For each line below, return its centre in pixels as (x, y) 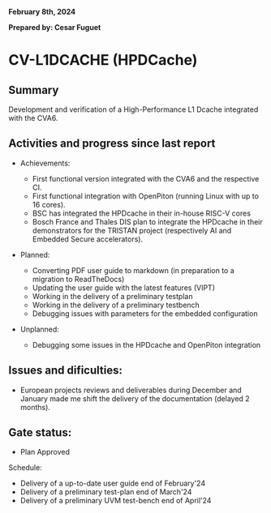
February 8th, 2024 (42, 12)
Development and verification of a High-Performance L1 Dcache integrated (133, 109)
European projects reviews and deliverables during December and (131, 390)
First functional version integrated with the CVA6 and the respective (146, 178)
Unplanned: (39, 329)
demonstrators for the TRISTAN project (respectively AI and (132, 230)
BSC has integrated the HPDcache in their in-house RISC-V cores (142, 213)
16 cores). (49, 204)
